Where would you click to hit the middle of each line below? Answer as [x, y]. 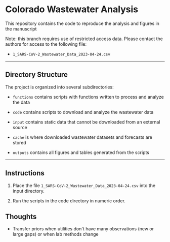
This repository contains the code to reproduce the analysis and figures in [82, 23]
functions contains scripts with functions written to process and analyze [88, 97]
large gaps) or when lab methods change [55, 234]
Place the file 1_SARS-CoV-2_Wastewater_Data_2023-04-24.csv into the [84, 185]
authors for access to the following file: [46, 44]
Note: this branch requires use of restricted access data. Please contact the [84, 39]
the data [21, 102]
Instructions [25, 173]
